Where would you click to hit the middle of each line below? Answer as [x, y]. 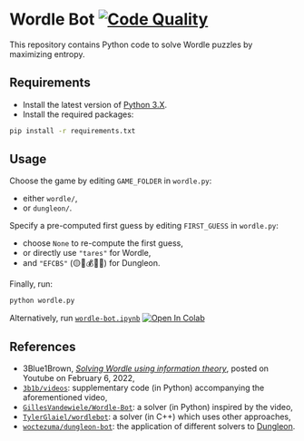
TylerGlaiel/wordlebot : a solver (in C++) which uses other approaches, [157, 416]
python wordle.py [42, 301]
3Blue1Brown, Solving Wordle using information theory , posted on [146, 368]
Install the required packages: [78, 114]
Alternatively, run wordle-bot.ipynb [75, 318]
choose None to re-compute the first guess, [103, 243]
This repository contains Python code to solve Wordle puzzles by [131, 44]
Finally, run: [31, 284]
